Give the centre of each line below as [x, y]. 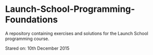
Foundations [31, 20]
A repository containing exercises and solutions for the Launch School [77, 33]
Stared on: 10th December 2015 [37, 48]
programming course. [27, 39]
